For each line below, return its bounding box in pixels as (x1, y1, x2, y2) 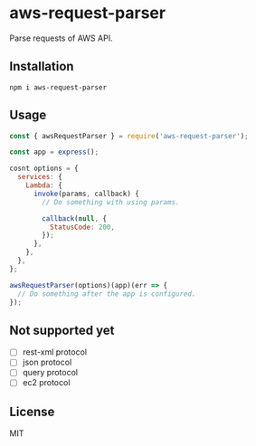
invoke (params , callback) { (33, 189, 140, 198)
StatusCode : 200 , (49, 223, 116, 232)
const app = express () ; (9, 147, 100, 157)
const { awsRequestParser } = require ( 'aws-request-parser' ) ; (9, 131, 249, 140)
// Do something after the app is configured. (17, 289, 196, 299)
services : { (17, 173, 63, 182)
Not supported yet (9, 322, 115, 337)
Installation (9, 59, 74, 74)
